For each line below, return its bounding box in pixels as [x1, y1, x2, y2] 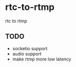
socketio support [12, 45, 47, 51]
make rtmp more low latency [12, 56, 71, 62]
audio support [12, 51, 41, 57]
